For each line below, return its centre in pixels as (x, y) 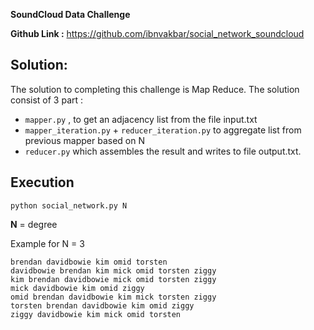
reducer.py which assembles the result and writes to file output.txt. (163, 151)
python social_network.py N (69, 205)
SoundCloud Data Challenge (70, 14)
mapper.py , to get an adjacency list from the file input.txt (141, 119)
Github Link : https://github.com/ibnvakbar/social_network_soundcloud (157, 33)
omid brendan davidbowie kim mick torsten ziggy (113, 297)
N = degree (34, 224)
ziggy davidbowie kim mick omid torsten (96, 314)
